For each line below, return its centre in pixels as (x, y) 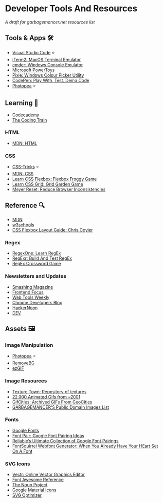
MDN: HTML (25, 143)
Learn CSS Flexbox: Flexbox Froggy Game (54, 179)
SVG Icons (18, 463)
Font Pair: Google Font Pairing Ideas (48, 436)
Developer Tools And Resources (71, 9)
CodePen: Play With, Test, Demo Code (51, 80)
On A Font (22, 451)
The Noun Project (30, 485)
